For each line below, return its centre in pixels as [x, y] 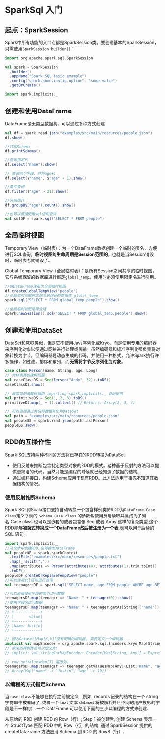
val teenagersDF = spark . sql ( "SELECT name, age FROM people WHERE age [79, 585]
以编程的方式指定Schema [35, 685]
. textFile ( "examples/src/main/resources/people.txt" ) [66, 557]
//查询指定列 [16, 160]
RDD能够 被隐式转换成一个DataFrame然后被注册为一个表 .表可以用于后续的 [80, 528]
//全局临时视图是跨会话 [26, 309]
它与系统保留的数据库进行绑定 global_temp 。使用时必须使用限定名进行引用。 [82, 277]
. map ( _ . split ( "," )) [29, 562]
